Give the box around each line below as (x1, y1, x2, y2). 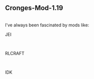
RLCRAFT (5, 50, 24, 56)
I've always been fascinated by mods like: (5, 22, 90, 28)
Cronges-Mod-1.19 (5, 4, 64, 12)
